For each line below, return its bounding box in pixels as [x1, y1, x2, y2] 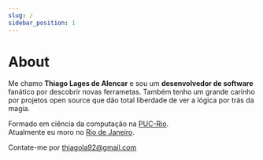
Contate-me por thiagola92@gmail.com [8, 143, 137, 152]
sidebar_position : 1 [8, 19, 76, 27]
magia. [8, 104, 30, 113]
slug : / [8, 11, 34, 20]
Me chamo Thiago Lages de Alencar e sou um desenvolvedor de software [8, 79, 254, 88]
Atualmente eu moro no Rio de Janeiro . [8, 128, 135, 137]
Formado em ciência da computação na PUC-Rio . [8, 119, 169, 128]
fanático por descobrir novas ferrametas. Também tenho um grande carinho [8, 87, 256, 97]
